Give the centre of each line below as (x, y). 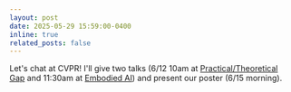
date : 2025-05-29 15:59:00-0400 (70, 26)
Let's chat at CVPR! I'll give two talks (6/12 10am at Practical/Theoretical (144, 69)
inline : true (34, 34)
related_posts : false (50, 43)
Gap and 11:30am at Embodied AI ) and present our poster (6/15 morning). (146, 78)
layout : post (34, 18)
